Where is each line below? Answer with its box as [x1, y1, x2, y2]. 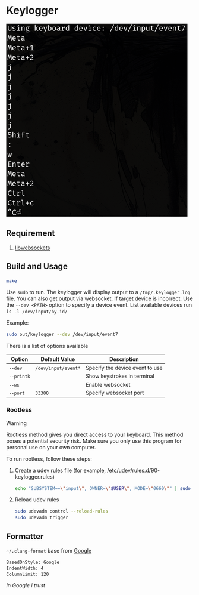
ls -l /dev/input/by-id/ [6, 309, 68, 315]
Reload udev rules [14, 496, 59, 503]
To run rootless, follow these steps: [6, 455, 92, 463]
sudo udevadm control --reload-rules [14, 508, 109, 514]
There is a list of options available [6, 343, 89, 350]
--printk [8, 374, 31, 380]
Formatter [6, 531, 44, 541]
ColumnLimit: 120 [6, 571, 49, 578]
